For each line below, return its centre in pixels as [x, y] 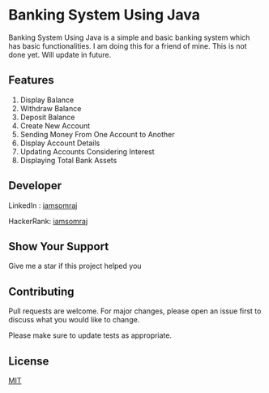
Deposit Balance [47, 117]
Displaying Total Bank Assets [68, 160]
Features [31, 80]
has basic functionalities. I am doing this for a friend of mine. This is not [128, 45]
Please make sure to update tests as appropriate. [90, 335]
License [29, 361]
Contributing [41, 291]
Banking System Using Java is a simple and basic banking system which [129, 37]
